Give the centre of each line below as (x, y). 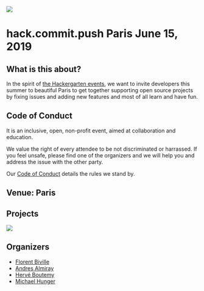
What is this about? (44, 69)
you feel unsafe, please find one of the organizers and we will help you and (100, 155)
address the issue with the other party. (55, 162)
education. (20, 137)
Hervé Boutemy (35, 275)
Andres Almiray (34, 268)
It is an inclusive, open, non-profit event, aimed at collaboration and (91, 131)
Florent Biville (32, 262)
